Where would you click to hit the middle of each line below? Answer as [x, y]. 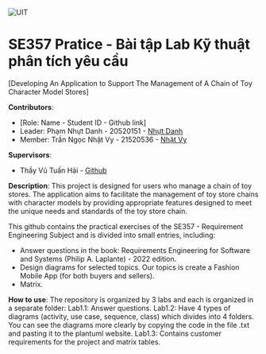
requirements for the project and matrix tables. [85, 341]
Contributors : [31, 107]
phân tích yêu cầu [68, 62]
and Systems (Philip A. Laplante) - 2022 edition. [98, 259]
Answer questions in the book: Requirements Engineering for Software [135, 250]
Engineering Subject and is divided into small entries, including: [112, 235]
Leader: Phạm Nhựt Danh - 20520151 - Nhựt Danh [101, 130]
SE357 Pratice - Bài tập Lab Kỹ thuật [129, 45]
